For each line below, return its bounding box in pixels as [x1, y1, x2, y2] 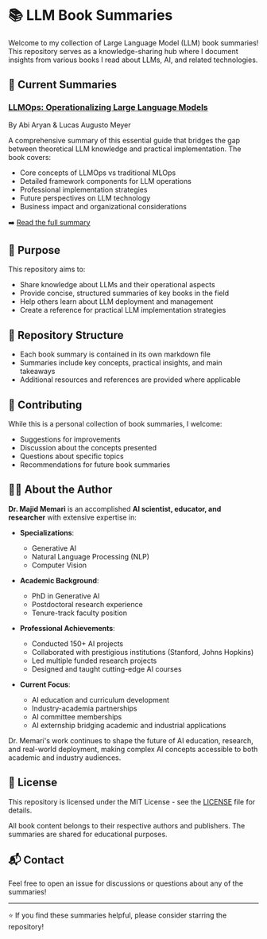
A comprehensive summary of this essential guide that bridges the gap [8, 135, 241, 145]
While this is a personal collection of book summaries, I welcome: [8, 419, 222, 429]
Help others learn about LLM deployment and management [19, 297, 214, 306]
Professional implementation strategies [19, 185, 148, 194]
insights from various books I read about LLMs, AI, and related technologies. [8, 55, 258, 64]
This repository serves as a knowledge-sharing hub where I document [8, 46, 238, 56]
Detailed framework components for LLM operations [19, 176, 192, 185]
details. [8, 805, 33, 815]
